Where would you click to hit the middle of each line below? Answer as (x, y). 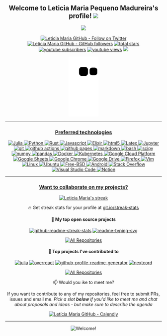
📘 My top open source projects (83, 219)
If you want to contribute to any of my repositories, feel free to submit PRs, (83, 294)
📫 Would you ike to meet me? (83, 282)
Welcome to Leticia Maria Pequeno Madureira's (83, 8)
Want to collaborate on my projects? (83, 187)
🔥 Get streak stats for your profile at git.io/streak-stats (83, 208)
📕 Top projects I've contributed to (83, 252)
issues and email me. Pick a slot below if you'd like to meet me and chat (83, 299)
